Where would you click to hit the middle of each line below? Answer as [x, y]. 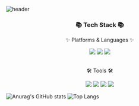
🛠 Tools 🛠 [100, 70]
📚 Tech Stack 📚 [100, 25]
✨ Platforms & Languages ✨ [100, 40]
